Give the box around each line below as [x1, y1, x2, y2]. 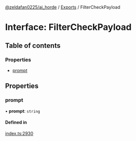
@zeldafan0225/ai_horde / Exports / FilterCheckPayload [5, 4, 121, 10]
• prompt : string [5, 108, 41, 114]
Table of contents [5, 41, 61, 50]
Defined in [5, 119, 27, 126]
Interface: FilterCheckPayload [5, 22, 132, 33]
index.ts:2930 [5, 130, 34, 136]
